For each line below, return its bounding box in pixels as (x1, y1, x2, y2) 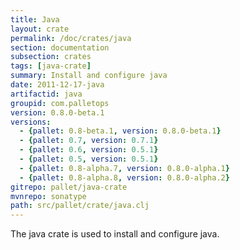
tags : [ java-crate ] (10, 61, 92, 71)
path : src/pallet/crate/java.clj (10, 201, 150, 211)
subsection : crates (10, 52, 92, 62)
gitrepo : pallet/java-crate (10, 182, 128, 192)
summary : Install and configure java (10, 71, 168, 81)
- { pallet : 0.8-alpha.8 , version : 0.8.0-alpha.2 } (19, 172, 230, 183)
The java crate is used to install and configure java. (10, 228, 220, 240)
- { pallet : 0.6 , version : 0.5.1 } (19, 145, 159, 155)
